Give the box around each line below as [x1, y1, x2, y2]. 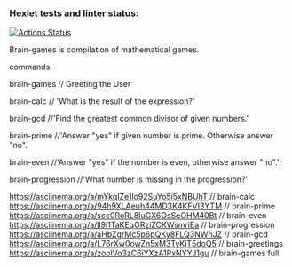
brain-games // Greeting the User [9, 79, 131, 90]
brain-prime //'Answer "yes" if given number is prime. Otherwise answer [9, 130, 274, 141]
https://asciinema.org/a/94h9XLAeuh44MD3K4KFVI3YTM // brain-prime [9, 200, 275, 211]
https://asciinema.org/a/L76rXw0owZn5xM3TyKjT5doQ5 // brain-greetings [9, 239, 284, 249]
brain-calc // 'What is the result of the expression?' [9, 96, 195, 106]
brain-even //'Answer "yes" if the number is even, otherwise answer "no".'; [9, 157, 282, 168]
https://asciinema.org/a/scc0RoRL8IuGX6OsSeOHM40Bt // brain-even [9, 210, 267, 221]
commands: [9, 61, 53, 73]
